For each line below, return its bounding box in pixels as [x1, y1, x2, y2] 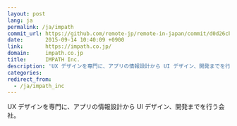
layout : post [7, 10, 46, 18]
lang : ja [7, 17, 33, 24]
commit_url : [7, 30, 42, 37]
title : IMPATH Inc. [7, 56, 80, 63]
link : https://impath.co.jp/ [7, 43, 112, 50]
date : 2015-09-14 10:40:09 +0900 [7, 37, 125, 44]
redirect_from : [7, 75, 52, 83]
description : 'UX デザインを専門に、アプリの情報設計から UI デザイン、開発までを [7, 63, 226, 70]
